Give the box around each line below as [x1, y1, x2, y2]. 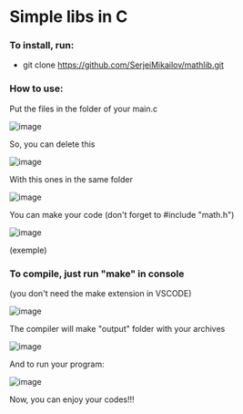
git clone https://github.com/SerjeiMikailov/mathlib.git [22, 59, 225, 70]
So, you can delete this [9, 139, 96, 150]
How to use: [9, 82, 64, 95]
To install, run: [9, 39, 75, 52]
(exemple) [9, 244, 47, 255]
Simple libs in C [9, 6, 128, 27]
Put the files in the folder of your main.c [9, 103, 158, 114]
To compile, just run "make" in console [9, 267, 185, 280]
